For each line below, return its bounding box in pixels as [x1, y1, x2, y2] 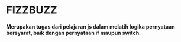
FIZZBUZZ [6, 3, 57, 17]
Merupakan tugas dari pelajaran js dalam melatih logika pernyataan [6, 23, 176, 30]
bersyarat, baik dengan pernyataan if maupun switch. [6, 29, 141, 36]
